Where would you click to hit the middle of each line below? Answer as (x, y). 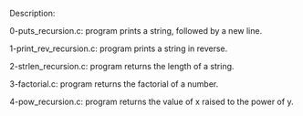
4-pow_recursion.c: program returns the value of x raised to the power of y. (151, 101)
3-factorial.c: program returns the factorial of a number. (114, 84)
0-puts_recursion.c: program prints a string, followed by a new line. (136, 31)
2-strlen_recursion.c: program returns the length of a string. (122, 66)
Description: (32, 13)
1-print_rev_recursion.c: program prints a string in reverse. (119, 48)
